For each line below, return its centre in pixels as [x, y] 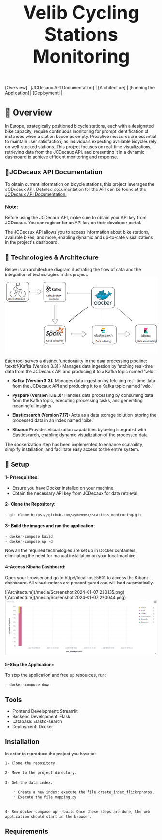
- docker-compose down [28, 685]
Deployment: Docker [32, 726]
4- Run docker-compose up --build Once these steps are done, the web [78, 812]
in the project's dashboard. [32, 242]
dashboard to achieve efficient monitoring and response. [62, 157]
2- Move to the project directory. [41, 773]
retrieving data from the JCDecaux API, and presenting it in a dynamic [75, 152]
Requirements [27, 831]
